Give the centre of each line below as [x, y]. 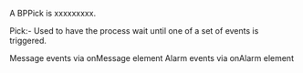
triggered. [28, 41]
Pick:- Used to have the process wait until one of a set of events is [134, 31]
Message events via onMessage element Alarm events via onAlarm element [152, 58]
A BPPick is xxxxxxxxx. [53, 13]
